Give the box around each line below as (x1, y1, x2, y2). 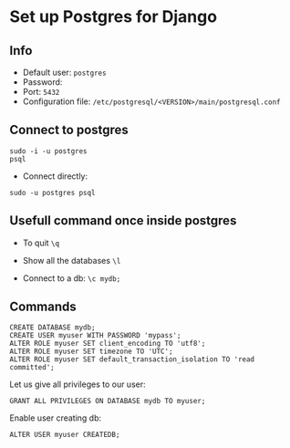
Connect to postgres (9, 122, 129, 138)
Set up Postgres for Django (9, 6, 217, 27)
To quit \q (22, 237, 60, 248)
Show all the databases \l (22, 255, 121, 266)
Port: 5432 (22, 87, 60, 97)
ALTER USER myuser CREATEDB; (9, 431, 120, 440)
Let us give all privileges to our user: (9, 379, 146, 390)
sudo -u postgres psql (9, 188, 96, 197)
